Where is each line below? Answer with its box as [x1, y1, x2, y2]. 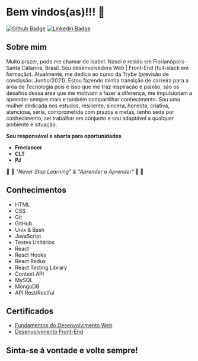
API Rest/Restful [14, 289, 55, 296]
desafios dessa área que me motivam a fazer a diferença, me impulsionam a [6, 89, 193, 97]
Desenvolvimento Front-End [14, 328, 84, 336]
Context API [14, 270, 44, 277]
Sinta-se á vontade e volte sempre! [6, 345, 138, 355]
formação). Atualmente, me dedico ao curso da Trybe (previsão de [6, 71, 169, 78]
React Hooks [14, 251, 46, 258]
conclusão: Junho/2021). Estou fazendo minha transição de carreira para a [6, 76, 189, 84]
